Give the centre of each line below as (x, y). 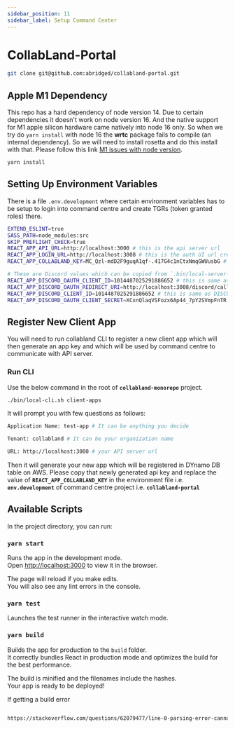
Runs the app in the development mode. (65, 558)
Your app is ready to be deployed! (56, 686)
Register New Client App (62, 322)
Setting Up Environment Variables (83, 184)
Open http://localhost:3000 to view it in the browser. (83, 566)
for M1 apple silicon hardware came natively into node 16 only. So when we (115, 128)
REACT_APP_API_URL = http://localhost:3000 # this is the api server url (114, 248)
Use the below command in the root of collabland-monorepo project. (105, 387)
